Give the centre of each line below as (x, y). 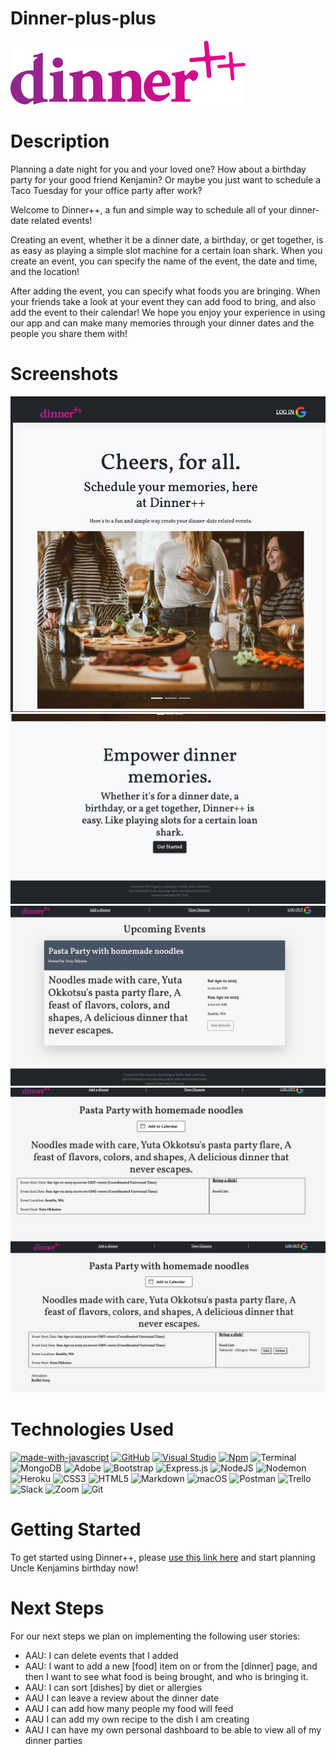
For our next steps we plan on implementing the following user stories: (155, 1636)
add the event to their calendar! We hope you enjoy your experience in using (168, 312)
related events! (61, 220)
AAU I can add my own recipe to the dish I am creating (137, 1719)
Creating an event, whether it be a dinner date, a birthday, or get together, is (167, 239)
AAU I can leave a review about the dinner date (122, 1698)
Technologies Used (92, 1429)
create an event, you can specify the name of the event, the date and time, (164, 261)
